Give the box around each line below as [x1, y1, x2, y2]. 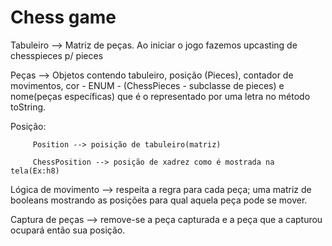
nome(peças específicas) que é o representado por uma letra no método [10, 90, 311, 102]
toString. [10, 101, 47, 113]
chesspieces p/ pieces [10, 49, 104, 61]
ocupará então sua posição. [10, 224, 126, 236]
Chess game [10, 6, 117, 29]
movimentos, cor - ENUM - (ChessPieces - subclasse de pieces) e [10, 79, 285, 91]
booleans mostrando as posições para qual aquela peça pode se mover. [10, 194, 308, 206]
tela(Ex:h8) [10, 166, 60, 176]
